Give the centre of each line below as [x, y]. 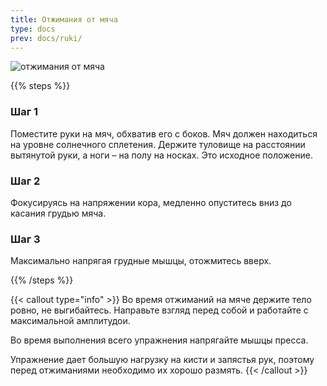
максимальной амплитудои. [70, 321]
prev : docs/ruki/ [46, 38]
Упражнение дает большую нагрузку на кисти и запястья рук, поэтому [162, 360]
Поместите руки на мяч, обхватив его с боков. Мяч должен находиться [164, 133]
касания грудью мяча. [58, 213]
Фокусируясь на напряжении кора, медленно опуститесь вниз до [151, 202]
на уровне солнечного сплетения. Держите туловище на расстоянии [158, 144]
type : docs [33, 29]
